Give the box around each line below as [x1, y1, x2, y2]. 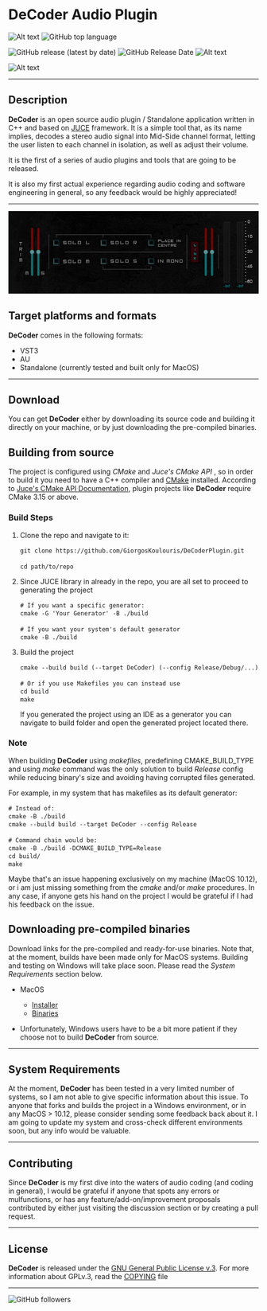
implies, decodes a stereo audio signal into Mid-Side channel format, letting [8, 131, 256, 141]
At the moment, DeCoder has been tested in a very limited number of [8, 1084, 234, 1094]
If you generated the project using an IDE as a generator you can [19, 709, 232, 719]
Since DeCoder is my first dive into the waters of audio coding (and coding [8, 1178, 253, 1188]
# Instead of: [8, 804, 56, 813]
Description [8, 93, 68, 107]
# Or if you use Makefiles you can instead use [19, 679, 180, 688]
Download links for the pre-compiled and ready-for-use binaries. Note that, [8, 943, 254, 953]
